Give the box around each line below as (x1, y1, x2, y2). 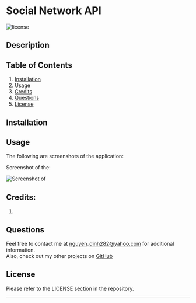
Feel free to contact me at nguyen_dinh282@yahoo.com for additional (6, 240, 174, 247)
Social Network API (6, 4, 102, 18)
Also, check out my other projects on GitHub (6, 252, 113, 259)
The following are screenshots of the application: (6, 153, 124, 160)
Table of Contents (6, 60, 73, 70)
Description (6, 40, 50, 50)
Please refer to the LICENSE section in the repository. (6, 285, 134, 292)
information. (6, 246, 36, 253)
